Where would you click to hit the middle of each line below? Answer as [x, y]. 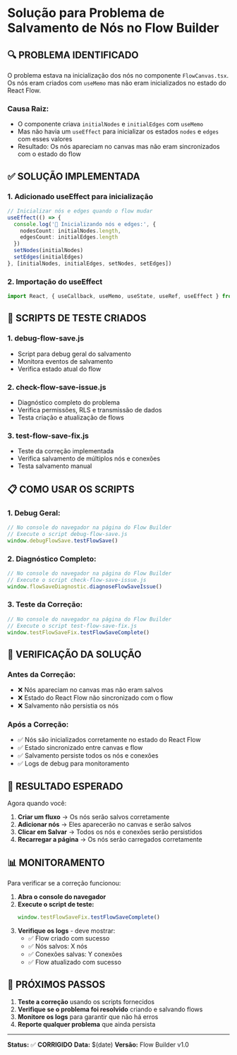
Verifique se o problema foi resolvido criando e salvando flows [110, 1009]
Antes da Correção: [42, 674]
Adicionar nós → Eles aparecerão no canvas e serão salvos [104, 825]
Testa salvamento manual [55, 466]
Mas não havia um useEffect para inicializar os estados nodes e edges [118, 131]
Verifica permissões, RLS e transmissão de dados [90, 410]
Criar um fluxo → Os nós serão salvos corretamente [93, 817]
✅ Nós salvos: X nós [58, 946]
